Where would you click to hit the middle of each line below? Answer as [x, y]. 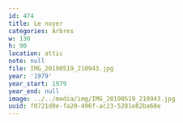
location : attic [36, 53]
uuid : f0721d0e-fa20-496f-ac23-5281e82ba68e [85, 106]
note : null [27, 61]
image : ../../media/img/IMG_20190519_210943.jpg [92, 99]
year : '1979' [30, 76]
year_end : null [34, 91]
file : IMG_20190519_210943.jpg [61, 69]
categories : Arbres [41, 31]
